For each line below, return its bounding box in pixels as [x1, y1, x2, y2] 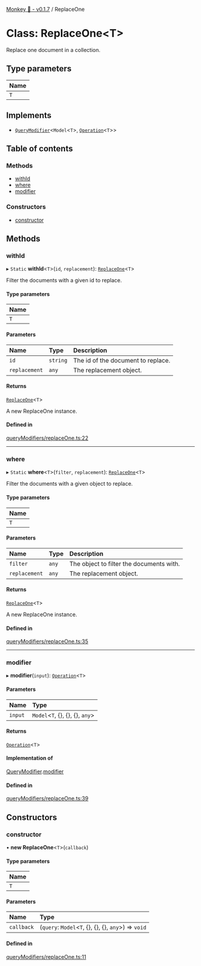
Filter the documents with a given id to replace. [6, 277, 123, 284]
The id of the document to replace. [73, 356, 170, 364]
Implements [6, 111, 52, 121]
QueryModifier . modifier [6, 768, 64, 775]
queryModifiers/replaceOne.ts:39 [6, 795, 89, 802]
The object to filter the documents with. [69, 559, 181, 568]
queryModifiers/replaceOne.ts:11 [6, 953, 87, 960]
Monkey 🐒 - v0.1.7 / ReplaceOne [6, 6, 85, 13]
